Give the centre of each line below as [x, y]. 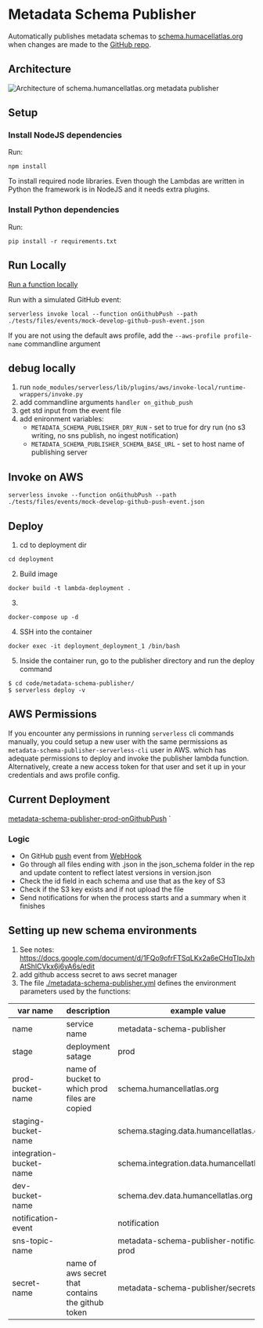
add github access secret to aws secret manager [98, 974]
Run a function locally [43, 284]
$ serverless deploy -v [47, 690]
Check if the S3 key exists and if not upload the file [101, 889]
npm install [27, 166]
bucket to [84, 1078]
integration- [34, 1153]
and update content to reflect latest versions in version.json [115, 872]
